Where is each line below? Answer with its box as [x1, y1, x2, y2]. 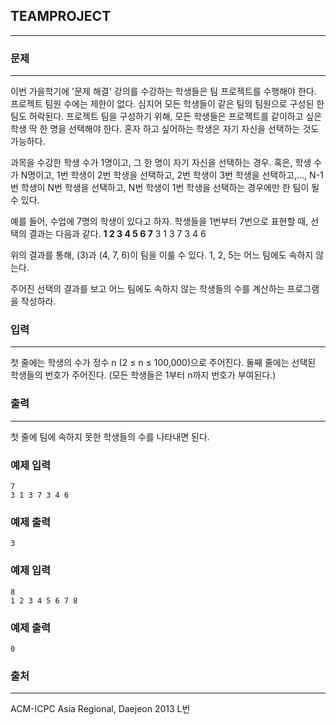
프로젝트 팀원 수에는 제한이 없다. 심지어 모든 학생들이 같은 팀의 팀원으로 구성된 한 [10, 98, 325, 110]
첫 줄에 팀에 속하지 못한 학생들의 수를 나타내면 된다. [10, 430, 210, 443]
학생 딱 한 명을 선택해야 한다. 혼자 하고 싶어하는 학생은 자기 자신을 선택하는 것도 [10, 123, 320, 135]
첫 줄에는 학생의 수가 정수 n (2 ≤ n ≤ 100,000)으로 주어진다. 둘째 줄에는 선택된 [10, 357, 317, 369]
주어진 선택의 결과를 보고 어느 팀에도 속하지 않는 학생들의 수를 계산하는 [10, 283, 285, 295]
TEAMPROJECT [10, 8, 112, 25]
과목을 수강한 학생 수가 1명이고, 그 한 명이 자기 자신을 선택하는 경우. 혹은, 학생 [10, 157, 312, 169]
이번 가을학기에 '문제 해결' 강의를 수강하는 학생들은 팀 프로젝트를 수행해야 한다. [10, 85, 317, 98]
